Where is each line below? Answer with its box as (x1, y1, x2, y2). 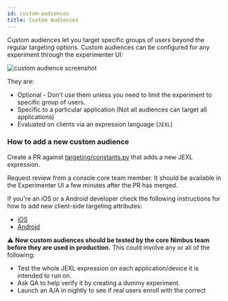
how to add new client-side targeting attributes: (7, 201, 143, 210)
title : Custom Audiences (7, 17, 79, 24)
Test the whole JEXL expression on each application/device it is (17, 264, 199, 272)
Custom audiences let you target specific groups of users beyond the (7, 35, 205, 44)
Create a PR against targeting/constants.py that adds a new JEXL (7, 153, 193, 161)
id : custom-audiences (7, 10, 70, 17)
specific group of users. (17, 98, 86, 106)
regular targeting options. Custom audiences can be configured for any (7, 43, 210, 51)
